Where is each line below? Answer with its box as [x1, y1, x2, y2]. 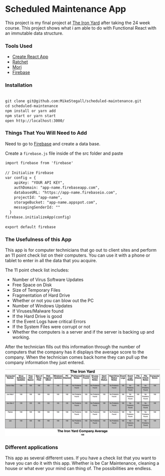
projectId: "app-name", [14, 195, 63, 200]
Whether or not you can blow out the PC [12, 298, 94, 304]
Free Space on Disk [12, 282, 52, 288]
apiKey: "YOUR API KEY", [14, 180, 65, 185]
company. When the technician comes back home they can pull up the [5, 354, 148, 360]
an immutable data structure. [5, 30, 64, 36]
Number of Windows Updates [12, 303, 73, 309]
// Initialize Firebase [5, 170, 54, 175]
